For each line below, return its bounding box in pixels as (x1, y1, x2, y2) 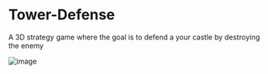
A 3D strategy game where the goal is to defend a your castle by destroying (8, 32, 261, 42)
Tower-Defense (8, 6, 115, 24)
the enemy (8, 40, 44, 50)
